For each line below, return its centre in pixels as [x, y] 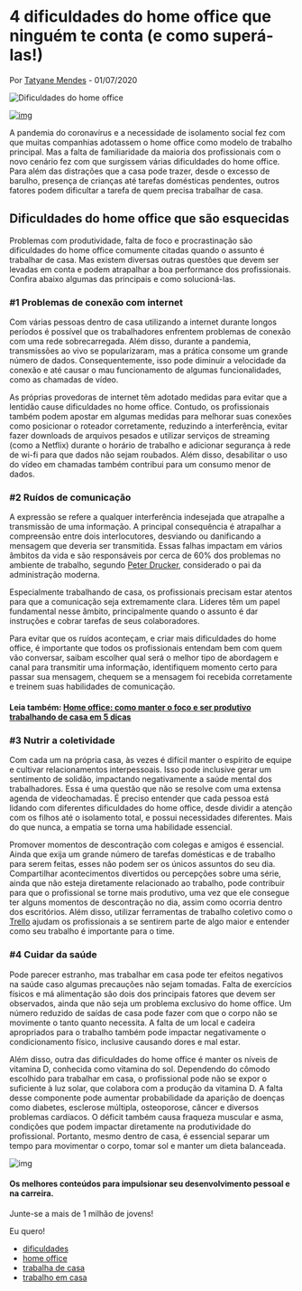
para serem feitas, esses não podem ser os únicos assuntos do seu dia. [142, 864]
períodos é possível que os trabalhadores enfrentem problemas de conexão [150, 332]
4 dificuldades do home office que [141, 17]
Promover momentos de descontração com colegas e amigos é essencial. [147, 845]
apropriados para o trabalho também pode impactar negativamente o [138, 1032]
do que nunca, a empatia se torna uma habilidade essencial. [121, 827]
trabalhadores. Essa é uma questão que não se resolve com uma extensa [145, 789]
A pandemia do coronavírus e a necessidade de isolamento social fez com [147, 132]
